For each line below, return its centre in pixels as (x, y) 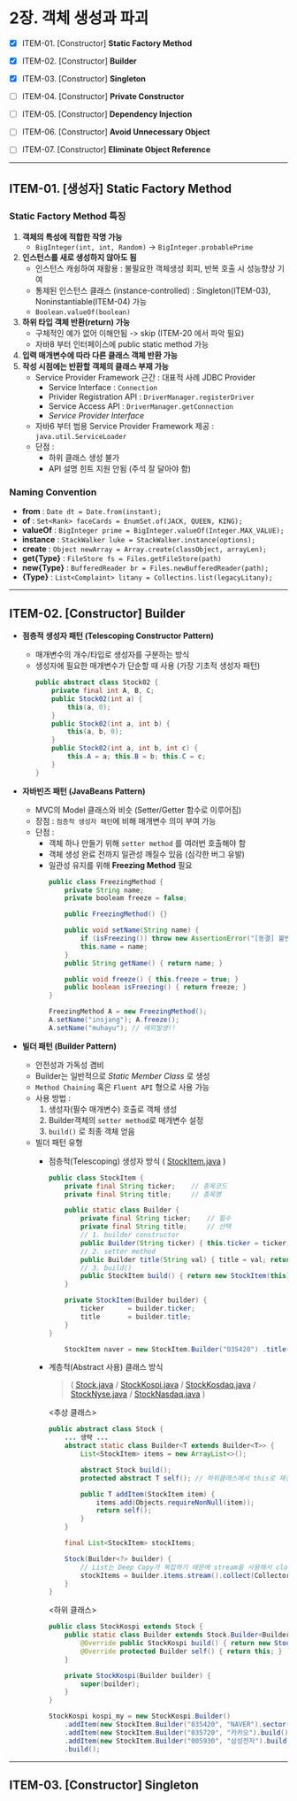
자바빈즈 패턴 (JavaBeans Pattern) (84, 791)
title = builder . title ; (136, 1316)
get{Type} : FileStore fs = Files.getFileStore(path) (122, 558)
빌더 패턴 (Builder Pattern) (69, 1046)
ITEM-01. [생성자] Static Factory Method (121, 188)
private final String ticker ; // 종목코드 (146, 1186)
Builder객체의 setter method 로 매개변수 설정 (126, 1120)
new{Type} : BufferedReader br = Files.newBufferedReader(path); (145, 568)
